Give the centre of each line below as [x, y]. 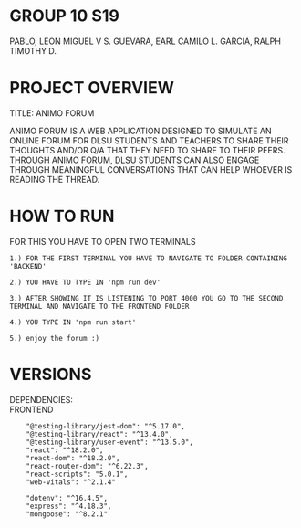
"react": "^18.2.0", [65, 450]
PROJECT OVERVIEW [92, 88]
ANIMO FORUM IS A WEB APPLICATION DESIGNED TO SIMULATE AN [140, 131]
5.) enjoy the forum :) [55, 338]
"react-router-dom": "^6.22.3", [87, 466]
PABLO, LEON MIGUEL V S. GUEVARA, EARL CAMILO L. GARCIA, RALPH [145, 41]
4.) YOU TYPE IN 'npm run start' [73, 322]
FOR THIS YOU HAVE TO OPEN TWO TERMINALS [103, 241]
